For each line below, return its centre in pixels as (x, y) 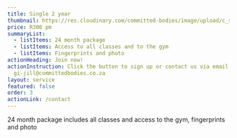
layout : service (31, 80)
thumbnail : (23, 21)
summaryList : (26, 34)
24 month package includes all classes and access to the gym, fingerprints (116, 120)
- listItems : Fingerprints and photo (69, 54)
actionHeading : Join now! (45, 60)
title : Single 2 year (39, 14)
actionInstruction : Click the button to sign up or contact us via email (118, 67)
